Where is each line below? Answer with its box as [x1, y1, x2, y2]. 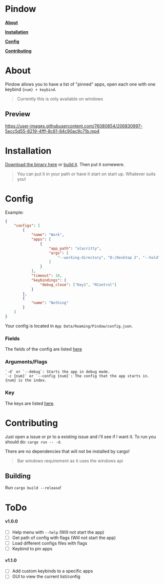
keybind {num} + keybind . [5, 86, 57, 92]
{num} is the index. [5, 378, 47, 383]
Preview [5, 110, 31, 118]
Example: [5, 209, 24, 215]
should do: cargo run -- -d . [5, 438, 62, 445]
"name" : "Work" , [31, 232, 64, 237]
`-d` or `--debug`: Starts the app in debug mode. [5, 370, 110, 375]
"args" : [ [48, 250, 69, 255]
